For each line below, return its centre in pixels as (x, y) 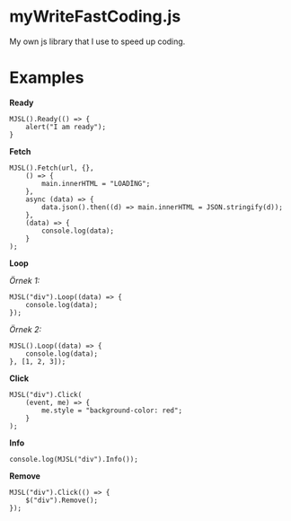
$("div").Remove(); (62, 500)
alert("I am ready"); (66, 127)
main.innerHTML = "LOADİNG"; (96, 183)
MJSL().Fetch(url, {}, (52, 168)
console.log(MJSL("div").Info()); (74, 459)
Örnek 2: (26, 329)
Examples (47, 78)
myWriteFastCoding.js (95, 17)
